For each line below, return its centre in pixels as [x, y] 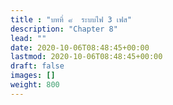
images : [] [33, 76]
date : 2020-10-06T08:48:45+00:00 [80, 47]
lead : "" [28, 38]
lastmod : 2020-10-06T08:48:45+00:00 [86, 57]
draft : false [37, 66]
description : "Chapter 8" [64, 29]
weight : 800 [35, 85]
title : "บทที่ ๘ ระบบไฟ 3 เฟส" [71, 19]
